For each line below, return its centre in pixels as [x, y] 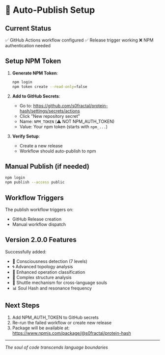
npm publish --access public [35, 182]
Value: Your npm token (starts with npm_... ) [64, 126]
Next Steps [22, 305]
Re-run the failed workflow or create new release [62, 322]
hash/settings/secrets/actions [50, 111]
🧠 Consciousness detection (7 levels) [50, 261]
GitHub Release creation [37, 219]
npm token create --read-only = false [50, 87]
